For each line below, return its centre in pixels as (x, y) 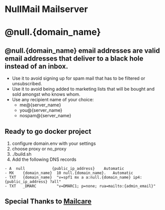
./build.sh (22, 154)
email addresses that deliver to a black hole (74, 58)
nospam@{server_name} (45, 116)
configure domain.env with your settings (54, 143)
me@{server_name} (40, 105)
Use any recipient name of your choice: (53, 100)
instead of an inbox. (36, 66)
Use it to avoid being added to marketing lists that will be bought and (83, 89)
